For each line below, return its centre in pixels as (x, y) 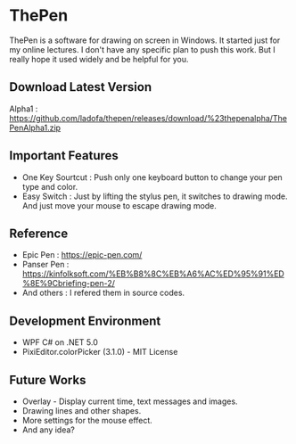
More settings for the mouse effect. (87, 420)
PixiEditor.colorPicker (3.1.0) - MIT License (100, 352)
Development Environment (85, 321)
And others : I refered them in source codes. (103, 293)
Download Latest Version (81, 87)
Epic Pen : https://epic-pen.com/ (82, 255)
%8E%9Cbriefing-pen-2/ (69, 284)
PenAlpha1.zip (35, 127)
